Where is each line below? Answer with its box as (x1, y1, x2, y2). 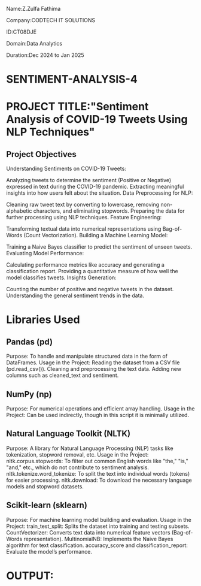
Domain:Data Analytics (6, 40, 63, 47)
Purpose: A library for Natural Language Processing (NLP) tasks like (6, 445, 173, 452)
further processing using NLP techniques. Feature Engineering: (6, 214, 162, 221)
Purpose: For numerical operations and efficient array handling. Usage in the (6, 405, 195, 412)
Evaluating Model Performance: (6, 250, 84, 257)
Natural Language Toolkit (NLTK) (6, 428, 130, 439)
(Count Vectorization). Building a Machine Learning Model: (23, 232, 168, 239)
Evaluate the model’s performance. (6, 548, 93, 555)
